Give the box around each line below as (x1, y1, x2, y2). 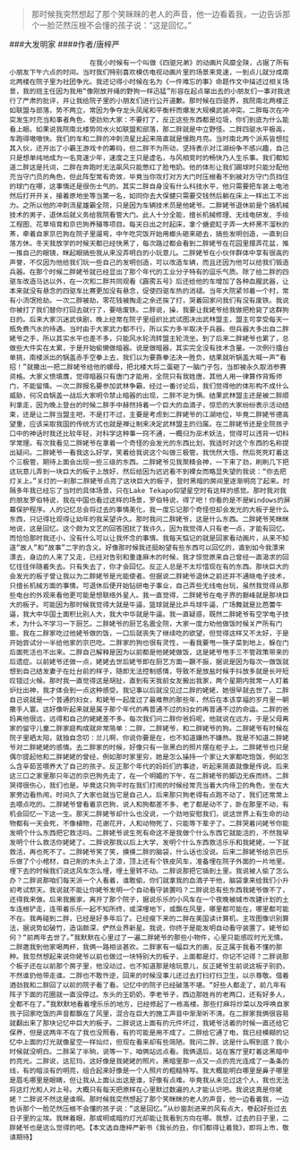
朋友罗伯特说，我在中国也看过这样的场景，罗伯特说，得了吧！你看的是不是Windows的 (15, 496, 285, 505)
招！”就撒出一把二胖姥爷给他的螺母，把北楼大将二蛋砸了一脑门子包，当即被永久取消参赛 (9, 362, 287, 371)
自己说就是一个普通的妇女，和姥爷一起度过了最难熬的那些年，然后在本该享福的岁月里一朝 (9, 695, 289, 704)
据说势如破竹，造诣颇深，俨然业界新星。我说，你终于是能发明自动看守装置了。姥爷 (21, 924, 283, 933)
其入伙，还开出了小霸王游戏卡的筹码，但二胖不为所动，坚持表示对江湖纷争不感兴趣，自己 (9, 144, 289, 153)
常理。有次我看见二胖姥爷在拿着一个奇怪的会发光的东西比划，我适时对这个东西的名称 (15, 439, 283, 447)
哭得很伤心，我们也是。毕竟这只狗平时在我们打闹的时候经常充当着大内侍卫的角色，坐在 (9, 781, 283, 790)
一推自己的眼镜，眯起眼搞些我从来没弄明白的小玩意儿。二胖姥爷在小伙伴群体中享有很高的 (9, 249, 289, 258)
